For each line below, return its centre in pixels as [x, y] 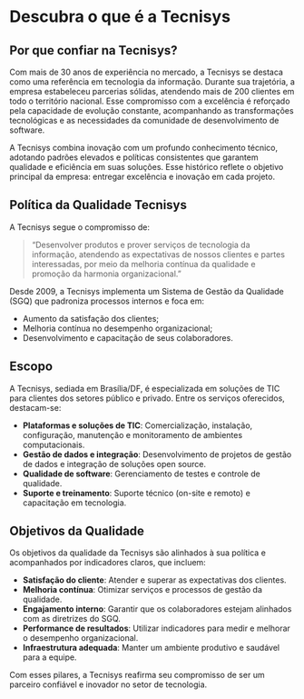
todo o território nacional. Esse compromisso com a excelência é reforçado [150, 101]
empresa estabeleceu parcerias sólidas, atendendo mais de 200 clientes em [152, 91]
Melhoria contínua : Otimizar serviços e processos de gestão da [142, 590]
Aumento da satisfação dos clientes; [91, 318]
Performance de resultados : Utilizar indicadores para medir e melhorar [156, 628]
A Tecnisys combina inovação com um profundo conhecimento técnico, [144, 148]
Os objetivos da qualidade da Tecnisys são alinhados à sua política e [137, 553]
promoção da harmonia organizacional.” [106, 274]
